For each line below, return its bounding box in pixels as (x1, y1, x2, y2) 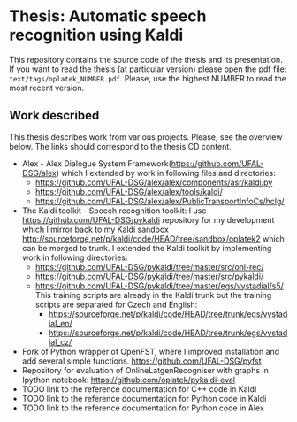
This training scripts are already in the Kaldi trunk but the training (34, 289, 272, 300)
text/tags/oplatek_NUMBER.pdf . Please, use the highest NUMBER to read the (9, 73, 287, 83)
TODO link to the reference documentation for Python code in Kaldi (21, 393, 267, 403)
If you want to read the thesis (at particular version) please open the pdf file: (9, 64, 287, 74)
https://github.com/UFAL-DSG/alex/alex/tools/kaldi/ (34, 186, 223, 196)
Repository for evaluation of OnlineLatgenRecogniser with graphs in (21, 364, 270, 375)
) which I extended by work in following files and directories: (56, 167, 276, 178)
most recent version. (9, 82, 85, 93)
